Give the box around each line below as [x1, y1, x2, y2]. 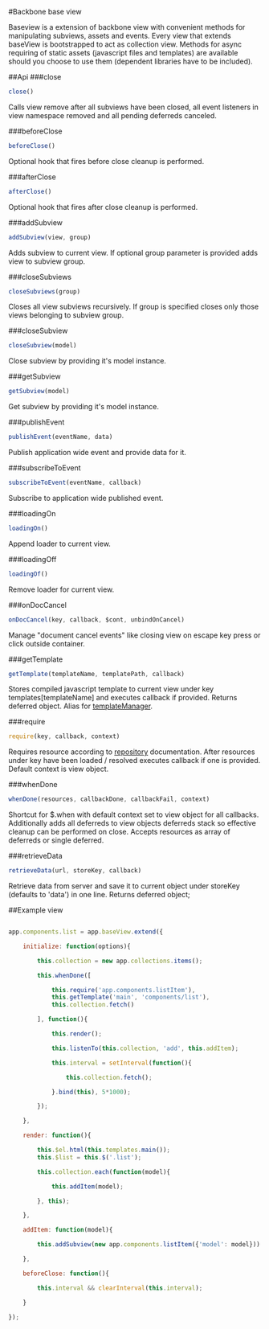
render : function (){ [22, 1131, 92, 1140]
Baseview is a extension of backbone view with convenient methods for [8, 23, 246, 31]
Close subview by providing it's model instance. [8, 356, 167, 366]
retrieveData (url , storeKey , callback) [8, 867, 142, 875]
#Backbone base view [8, 7, 82, 16]
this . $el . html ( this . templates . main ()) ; [37, 1146, 171, 1154]
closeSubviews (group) [8, 287, 81, 296]
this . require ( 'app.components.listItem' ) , [51, 986, 196, 994]
